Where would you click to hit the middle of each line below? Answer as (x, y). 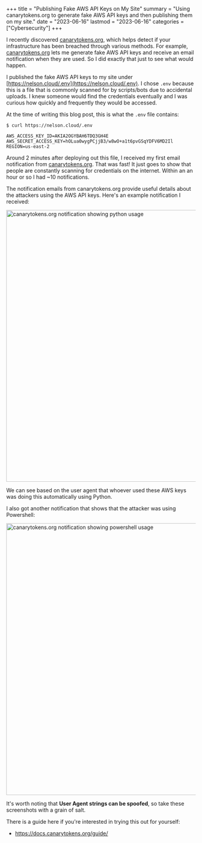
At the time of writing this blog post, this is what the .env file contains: (93, 114)
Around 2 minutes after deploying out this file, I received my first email (93, 158)
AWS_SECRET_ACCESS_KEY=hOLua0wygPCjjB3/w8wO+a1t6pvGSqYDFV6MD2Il (90, 141)
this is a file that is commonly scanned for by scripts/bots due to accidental (99, 90)
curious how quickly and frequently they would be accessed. (82, 103)
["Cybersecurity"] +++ (34, 28)
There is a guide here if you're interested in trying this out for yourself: (93, 822)
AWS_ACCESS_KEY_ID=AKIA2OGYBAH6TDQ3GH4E (58, 136)
